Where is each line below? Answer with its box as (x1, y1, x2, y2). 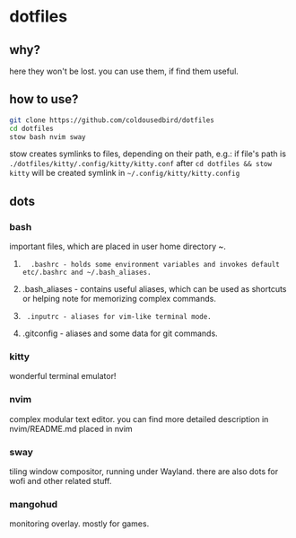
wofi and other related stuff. (9, 476, 112, 487)
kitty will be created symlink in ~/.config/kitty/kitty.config (9, 168, 240, 179)
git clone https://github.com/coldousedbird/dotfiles (9, 115, 215, 125)
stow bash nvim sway (9, 132, 87, 141)
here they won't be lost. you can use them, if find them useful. (9, 66, 239, 76)
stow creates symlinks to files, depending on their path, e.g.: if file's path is (9, 148, 287, 159)
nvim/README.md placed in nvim (9, 423, 133, 434)
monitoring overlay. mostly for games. (9, 518, 150, 529)
